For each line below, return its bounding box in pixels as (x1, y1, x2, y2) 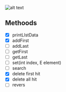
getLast (12, 54, 28, 60)
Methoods (5, 19, 37, 27)
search (12, 65, 26, 71)
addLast (12, 43, 29, 49)
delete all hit (12, 76, 37, 82)
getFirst (12, 49, 28, 54)
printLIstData (12, 32, 39, 38)
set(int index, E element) (12, 60, 62, 66)
